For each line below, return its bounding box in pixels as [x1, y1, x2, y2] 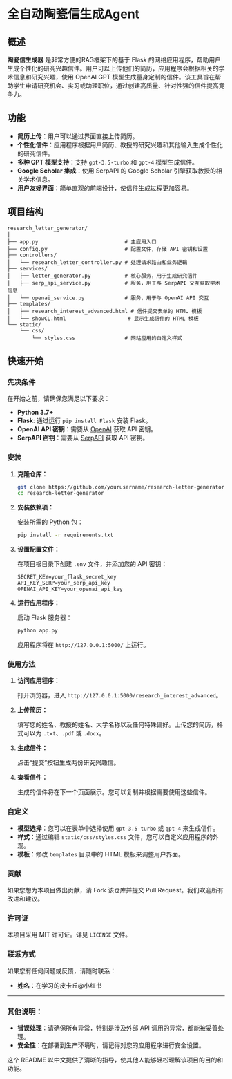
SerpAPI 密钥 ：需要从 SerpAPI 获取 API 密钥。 [17, 433, 149, 442]
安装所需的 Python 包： [17, 518, 84, 526]
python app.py [17, 627, 58, 635]
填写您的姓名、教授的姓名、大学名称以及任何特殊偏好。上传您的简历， [17, 720, 217, 729]
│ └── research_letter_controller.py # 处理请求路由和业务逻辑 [7, 259, 188, 266]
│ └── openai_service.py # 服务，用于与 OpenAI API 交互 [7, 294, 209, 301]
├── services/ [7, 265, 48, 272]
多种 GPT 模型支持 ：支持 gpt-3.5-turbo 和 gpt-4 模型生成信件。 [17, 158, 198, 166]
